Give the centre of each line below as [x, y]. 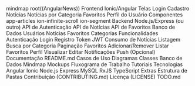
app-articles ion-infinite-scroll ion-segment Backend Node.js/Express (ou [95, 21]
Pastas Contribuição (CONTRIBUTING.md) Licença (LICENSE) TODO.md [93, 77]
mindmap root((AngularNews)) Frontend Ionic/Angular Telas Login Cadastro [98, 8]
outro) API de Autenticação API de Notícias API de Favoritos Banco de [90, 27]
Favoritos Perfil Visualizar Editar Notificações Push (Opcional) [81, 52]
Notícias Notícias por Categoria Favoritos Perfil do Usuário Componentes [95, 15]
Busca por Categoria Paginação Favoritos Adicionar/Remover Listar [88, 46]
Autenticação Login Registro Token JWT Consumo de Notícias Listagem [93, 39]
